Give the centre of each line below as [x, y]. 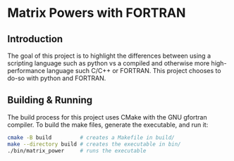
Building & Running [50, 100]
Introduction [35, 39]
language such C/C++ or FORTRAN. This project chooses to [134, 71]
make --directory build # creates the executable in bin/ [94, 144]
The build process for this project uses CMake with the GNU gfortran [107, 117]
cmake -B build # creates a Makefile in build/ [91, 137]
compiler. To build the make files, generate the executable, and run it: [108, 124]
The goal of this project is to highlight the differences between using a [109, 56]
